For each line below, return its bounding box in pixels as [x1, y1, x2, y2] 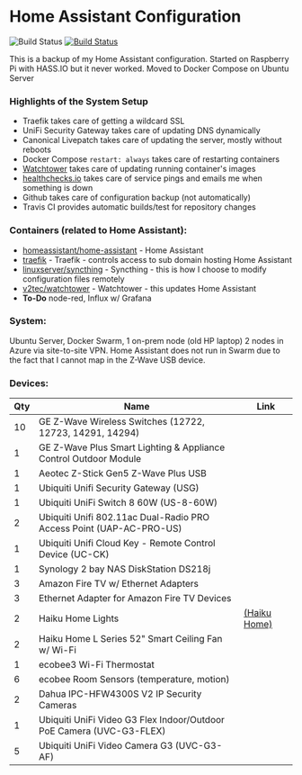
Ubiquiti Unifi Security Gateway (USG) [39, 482, 200, 494]
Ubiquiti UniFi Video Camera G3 [39, 740, 173, 752]
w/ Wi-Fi [39, 644, 76, 656]
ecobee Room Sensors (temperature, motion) [39, 673, 230, 686]
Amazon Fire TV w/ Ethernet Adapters [39, 578, 200, 590]
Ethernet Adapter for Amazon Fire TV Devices [39, 592, 232, 605]
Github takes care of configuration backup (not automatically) [22, 192, 252, 203]
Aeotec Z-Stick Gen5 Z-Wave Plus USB [39, 467, 207, 480]
